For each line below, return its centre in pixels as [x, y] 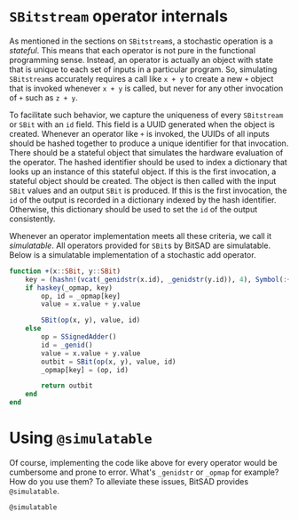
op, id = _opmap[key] [81, 296]
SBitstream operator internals [119, 16]
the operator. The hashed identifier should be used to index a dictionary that [149, 162]
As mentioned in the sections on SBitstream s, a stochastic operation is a [141, 41]
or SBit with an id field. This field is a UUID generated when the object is [142, 124]
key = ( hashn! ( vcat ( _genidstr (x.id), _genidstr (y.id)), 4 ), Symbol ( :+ [158, 279]
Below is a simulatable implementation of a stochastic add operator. [133, 254]
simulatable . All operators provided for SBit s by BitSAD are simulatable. [140, 245]
